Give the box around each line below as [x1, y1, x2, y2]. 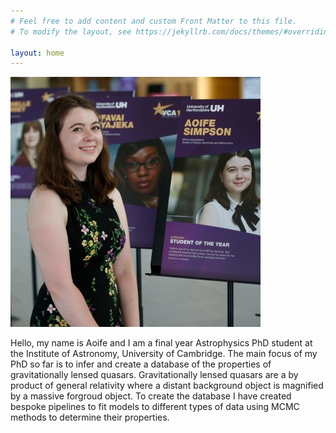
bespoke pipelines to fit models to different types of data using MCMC [10, 401, 300, 413]
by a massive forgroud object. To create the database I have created [10, 390, 292, 402]
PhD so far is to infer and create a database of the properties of [10, 358, 272, 370]
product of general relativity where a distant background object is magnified [10, 380, 324, 392]
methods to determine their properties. [10, 411, 170, 424]
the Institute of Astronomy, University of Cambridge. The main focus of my [10, 348, 318, 360]
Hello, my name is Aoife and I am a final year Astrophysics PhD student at [10, 337, 313, 349]
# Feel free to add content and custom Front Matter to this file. [10, 16, 298, 26]
